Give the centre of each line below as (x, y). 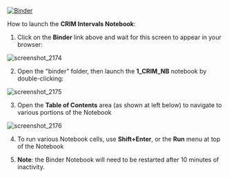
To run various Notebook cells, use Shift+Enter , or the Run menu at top (119, 139)
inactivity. (31, 167)
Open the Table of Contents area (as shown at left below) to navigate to (119, 105)
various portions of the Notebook (64, 112)
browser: (30, 44)
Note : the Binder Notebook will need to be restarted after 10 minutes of (118, 159)
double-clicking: (40, 78)
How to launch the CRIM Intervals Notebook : (71, 24)
